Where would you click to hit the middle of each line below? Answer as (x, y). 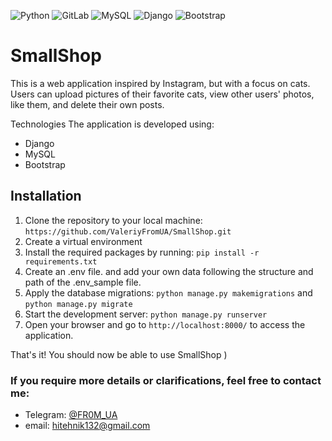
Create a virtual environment (83, 241)
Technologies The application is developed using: (112, 124)
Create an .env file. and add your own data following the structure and (169, 271)
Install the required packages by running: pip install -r (142, 252)
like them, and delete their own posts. (87, 104)
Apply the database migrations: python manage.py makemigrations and (168, 292)
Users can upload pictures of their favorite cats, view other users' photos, (162, 94)
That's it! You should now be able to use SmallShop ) (119, 354)
